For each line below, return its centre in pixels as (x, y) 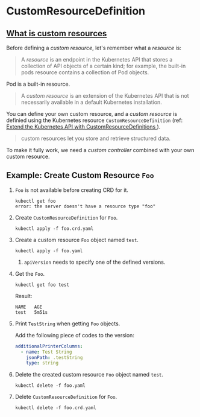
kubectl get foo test (42, 285)
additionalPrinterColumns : (49, 346)
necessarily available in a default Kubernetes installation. (92, 102)
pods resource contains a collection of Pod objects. (85, 72)
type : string (42, 363)
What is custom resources (57, 33)
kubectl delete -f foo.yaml (50, 386)
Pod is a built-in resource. (38, 84)
